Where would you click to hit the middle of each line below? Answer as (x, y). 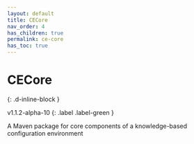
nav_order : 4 (26, 26)
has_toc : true (28, 46)
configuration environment (45, 133)
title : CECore (28, 20)
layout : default (31, 13)
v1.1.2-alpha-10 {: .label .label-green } (61, 112)
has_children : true (35, 33)
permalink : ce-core (35, 39)
